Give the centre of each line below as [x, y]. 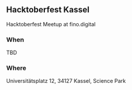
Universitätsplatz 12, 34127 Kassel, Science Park [66, 81]
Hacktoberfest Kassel [48, 10]
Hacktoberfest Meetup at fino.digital [51, 24]
